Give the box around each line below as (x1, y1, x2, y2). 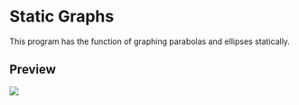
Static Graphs (9, 6, 115, 27)
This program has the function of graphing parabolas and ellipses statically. (9, 36, 291, 47)
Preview (9, 62, 57, 77)
